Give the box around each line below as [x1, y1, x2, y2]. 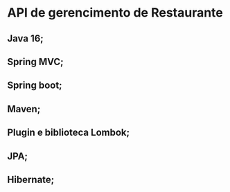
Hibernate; [7, 173, 55, 185]
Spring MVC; [7, 55, 64, 67]
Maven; [7, 103, 41, 115]
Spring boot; [7, 80, 62, 91]
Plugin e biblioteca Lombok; [7, 127, 130, 139]
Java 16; [7, 33, 44, 44]
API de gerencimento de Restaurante [7, 5, 224, 21]
